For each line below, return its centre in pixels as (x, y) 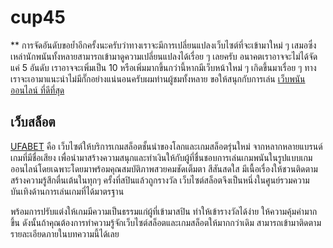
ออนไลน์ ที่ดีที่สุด (37, 90)
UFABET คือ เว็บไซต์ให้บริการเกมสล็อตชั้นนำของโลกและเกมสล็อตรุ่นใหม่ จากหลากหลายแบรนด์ (166, 146)
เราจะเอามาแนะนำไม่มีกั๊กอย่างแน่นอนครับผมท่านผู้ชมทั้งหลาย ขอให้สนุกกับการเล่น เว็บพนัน (158, 78)
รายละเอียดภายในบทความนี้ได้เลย (65, 233)
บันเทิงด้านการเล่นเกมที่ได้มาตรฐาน (67, 191)
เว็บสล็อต (33, 122)
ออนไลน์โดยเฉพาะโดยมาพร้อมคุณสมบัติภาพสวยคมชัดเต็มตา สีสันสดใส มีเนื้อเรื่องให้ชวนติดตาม (164, 168)
